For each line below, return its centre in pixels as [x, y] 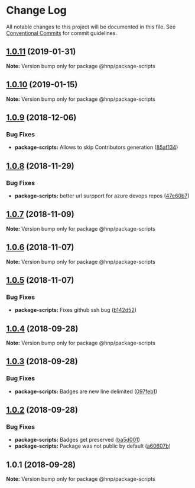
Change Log [36, 10]
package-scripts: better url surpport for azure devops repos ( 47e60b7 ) [102, 196]
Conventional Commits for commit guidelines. [61, 33]
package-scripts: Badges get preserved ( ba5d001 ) [77, 440]
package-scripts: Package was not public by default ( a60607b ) [93, 446]
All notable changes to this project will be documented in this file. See [91, 27]
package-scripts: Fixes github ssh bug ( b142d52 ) [76, 310]
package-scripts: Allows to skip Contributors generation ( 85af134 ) [96, 147]
